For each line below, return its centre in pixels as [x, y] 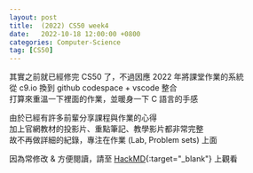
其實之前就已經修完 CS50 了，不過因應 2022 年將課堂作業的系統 [126, 77]
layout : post [33, 17]
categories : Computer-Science [65, 42]
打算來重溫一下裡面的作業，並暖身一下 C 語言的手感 [104, 99]
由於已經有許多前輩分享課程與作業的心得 [83, 118]
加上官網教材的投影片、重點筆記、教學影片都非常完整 [107, 129]
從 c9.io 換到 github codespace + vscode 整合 [93, 88]
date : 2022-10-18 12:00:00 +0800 [75, 34]
